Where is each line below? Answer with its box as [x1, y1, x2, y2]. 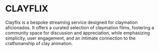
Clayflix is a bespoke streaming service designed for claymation [5, 19, 138, 25]
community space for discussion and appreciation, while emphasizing [5, 30, 150, 36]
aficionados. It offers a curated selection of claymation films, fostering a [5, 24, 154, 30]
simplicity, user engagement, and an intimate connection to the [5, 35, 136, 41]
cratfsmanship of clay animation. [5, 40, 73, 46]
